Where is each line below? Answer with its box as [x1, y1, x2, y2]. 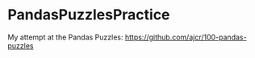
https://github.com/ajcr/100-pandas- [124, 32, 247, 42]
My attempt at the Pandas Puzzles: [7, 32, 123, 42]
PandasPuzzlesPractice [7, 6, 170, 24]
